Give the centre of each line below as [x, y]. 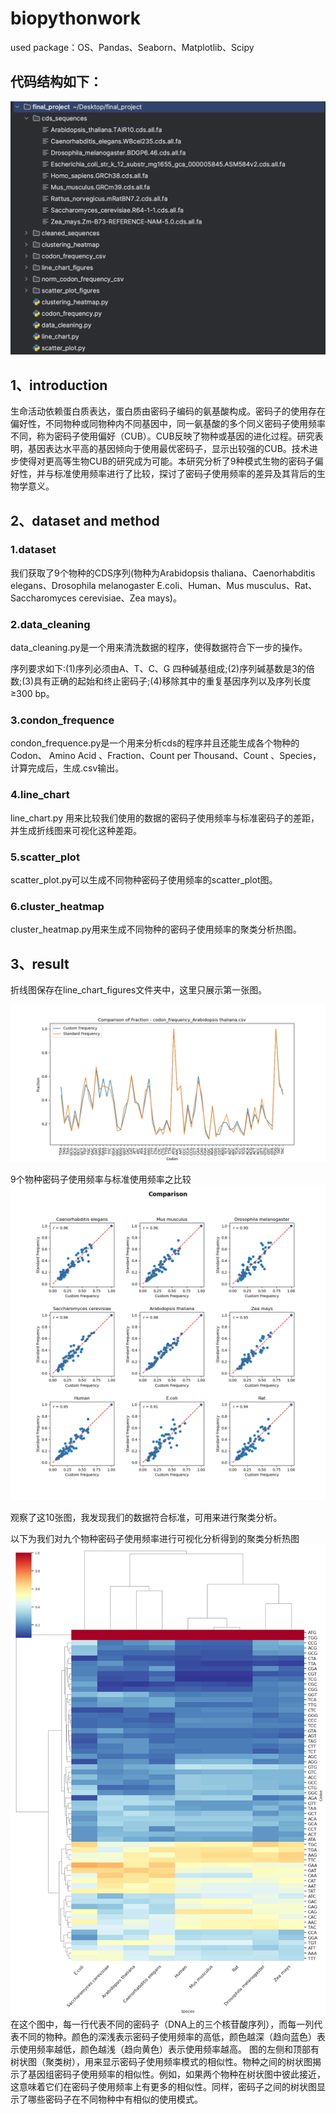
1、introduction [59, 385]
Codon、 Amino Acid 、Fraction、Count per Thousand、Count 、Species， [166, 756]
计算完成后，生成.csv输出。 [67, 768]
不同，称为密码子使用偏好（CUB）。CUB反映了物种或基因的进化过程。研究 [162, 436]
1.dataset [33, 550]
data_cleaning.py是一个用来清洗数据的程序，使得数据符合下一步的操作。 [159, 648]
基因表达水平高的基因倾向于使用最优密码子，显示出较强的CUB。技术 [168, 449]
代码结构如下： [56, 82]
